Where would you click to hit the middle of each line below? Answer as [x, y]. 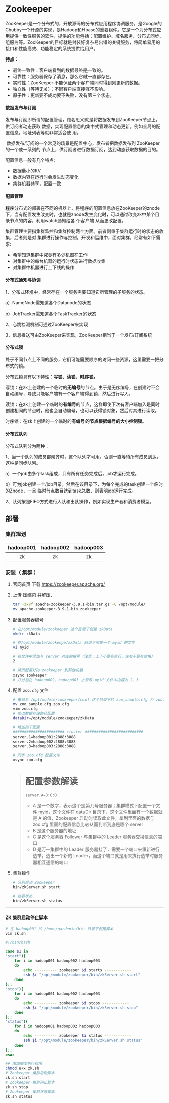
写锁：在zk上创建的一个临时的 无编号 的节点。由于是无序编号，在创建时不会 [82, 387]
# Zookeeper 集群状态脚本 [30, 1092]
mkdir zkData [26, 634]
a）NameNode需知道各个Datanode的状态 [48, 302]
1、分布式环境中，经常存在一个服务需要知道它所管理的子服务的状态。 [77, 292]
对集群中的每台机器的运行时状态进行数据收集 [59, 261]
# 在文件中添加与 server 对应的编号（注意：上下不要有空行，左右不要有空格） [83, 657]
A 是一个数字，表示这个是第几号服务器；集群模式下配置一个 [94, 805]
